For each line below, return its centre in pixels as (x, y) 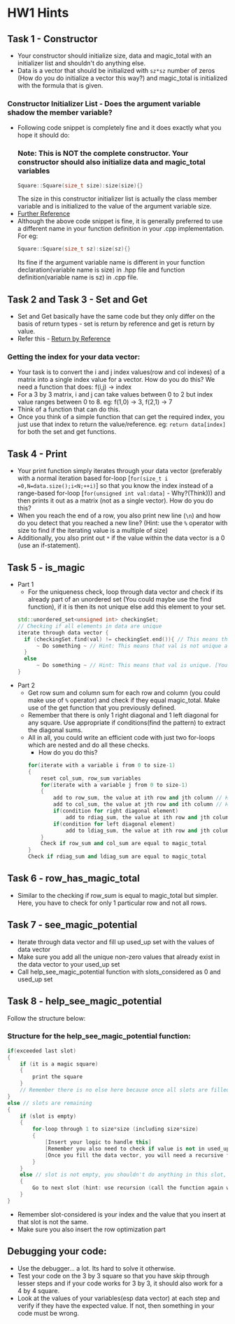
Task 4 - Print (37, 454)
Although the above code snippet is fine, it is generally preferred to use (120, 221)
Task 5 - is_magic (46, 568)
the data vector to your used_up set (69, 964)
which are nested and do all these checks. (89, 745)
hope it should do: (43, 135)
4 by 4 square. (38, 1290)
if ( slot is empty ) (48, 1116)
